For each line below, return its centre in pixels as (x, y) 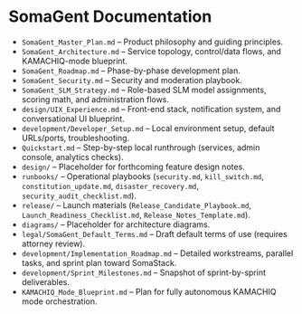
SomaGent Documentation (110, 17)
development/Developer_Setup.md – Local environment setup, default (148, 128)
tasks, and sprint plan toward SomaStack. (99, 262)
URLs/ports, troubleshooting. (75, 138)
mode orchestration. (59, 301)
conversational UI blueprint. (73, 119)
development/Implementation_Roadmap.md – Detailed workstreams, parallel (157, 253)
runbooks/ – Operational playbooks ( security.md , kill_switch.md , (142, 176)
